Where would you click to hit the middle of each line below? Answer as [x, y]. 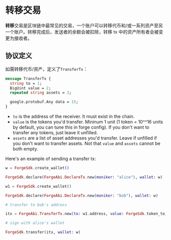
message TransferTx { [28, 79]
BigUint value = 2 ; [31, 88]
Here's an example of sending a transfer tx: [51, 159]
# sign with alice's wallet [35, 223]
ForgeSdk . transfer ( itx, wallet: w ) [43, 232]
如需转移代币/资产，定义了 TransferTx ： [47, 69]
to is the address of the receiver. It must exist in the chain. [74, 116]
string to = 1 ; [26, 83]
